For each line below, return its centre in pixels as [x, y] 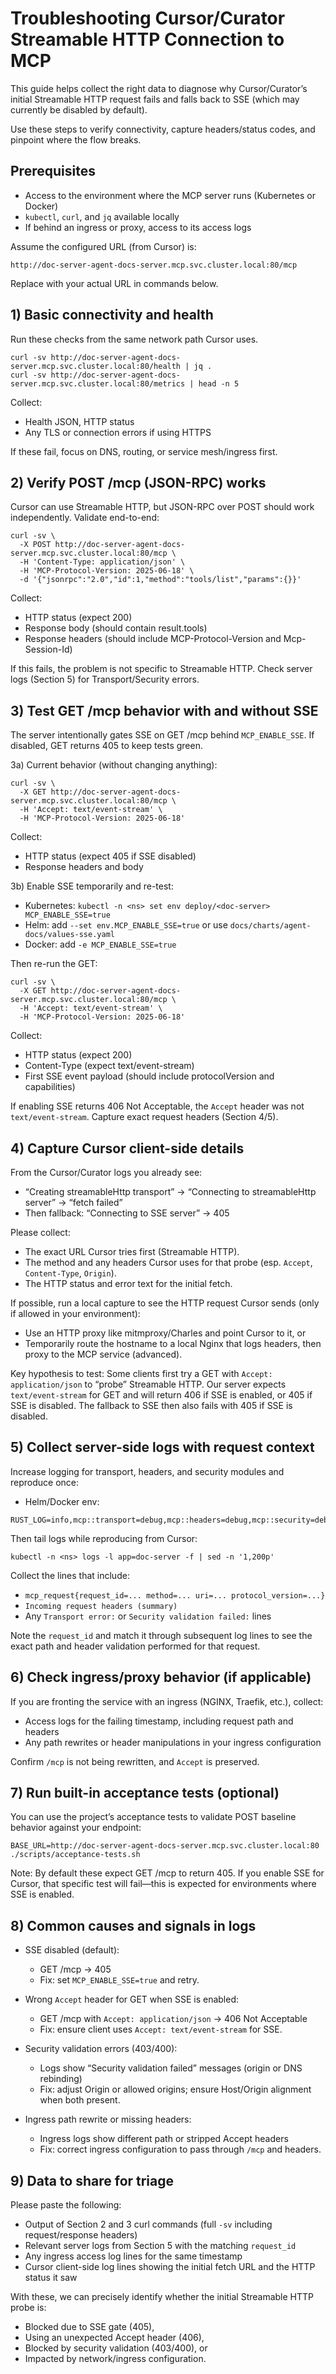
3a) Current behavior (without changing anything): [114, 765]
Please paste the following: [66, 2205]
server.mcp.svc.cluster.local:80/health [96, 366]
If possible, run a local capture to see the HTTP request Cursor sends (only [165, 1303]
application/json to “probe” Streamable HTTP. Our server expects [148, 1384]
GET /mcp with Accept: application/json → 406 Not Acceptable [173, 2019]
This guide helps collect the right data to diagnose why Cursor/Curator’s [159, 88]
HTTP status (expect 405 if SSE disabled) [110, 856]
